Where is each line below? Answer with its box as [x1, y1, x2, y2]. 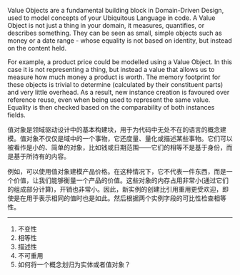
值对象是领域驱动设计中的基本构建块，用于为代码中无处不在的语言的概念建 [7, 125, 226, 134]
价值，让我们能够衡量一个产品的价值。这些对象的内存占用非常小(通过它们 [13, 176, 229, 185]
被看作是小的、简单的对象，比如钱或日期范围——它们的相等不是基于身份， [7, 143, 226, 152]
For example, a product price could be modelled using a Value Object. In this [7, 58, 232, 66]
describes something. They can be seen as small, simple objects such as [7, 28, 223, 37]
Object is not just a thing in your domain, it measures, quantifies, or [7, 21, 205, 29]
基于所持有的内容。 [13, 152, 70, 160]
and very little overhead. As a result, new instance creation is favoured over [7, 88, 230, 96]
